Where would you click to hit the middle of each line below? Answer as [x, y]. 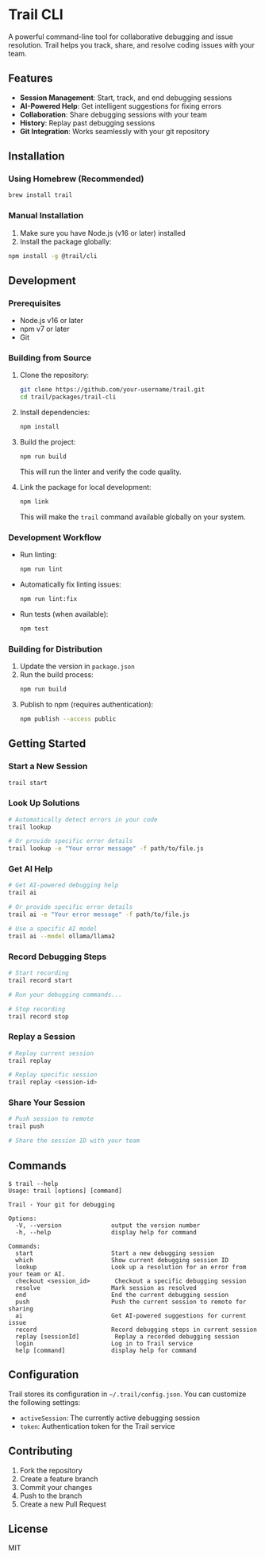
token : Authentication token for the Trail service [97, 1426]
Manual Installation [46, 216]
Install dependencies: [55, 412]
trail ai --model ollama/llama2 [61, 936]
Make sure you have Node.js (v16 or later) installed [102, 233]
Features [31, 78]
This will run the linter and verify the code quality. [100, 472]
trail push [26, 1126]
